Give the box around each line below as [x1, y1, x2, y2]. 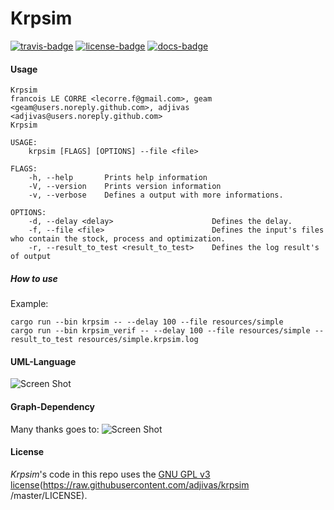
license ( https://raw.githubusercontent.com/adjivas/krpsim [10, 478, 250, 491]
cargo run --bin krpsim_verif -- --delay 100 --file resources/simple [10, 326, 311, 336]
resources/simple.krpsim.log [77, 335, 199, 345]
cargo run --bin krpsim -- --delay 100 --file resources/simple [10, 317, 284, 327]
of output [10, 252, 52, 262]
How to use [10, 272, 58, 284]
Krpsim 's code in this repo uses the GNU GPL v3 [10, 468, 211, 480]
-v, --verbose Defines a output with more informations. [28, 190, 284, 201]
